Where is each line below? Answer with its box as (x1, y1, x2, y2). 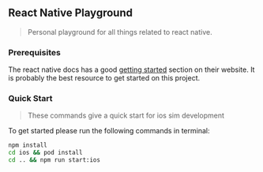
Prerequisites (8, 47, 61, 58)
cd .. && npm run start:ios (8, 156, 101, 164)
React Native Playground (8, 6, 133, 20)
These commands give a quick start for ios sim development (27, 110, 225, 121)
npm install (8, 141, 47, 149)
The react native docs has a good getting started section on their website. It (8, 65, 255, 74)
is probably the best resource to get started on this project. (8, 73, 201, 83)
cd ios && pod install (8, 149, 83, 157)
